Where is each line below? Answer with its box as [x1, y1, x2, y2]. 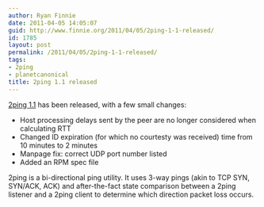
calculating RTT [19, 124, 71, 133]
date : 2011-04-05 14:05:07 [8, 19, 98, 27]
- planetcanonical [8, 71, 69, 79]
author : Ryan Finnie [8, 11, 77, 20]
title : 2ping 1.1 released [8, 78, 98, 86]
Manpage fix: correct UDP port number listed [19, 148, 168, 159]
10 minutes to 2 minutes [19, 140, 98, 150]
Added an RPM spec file [19, 157, 99, 167]
